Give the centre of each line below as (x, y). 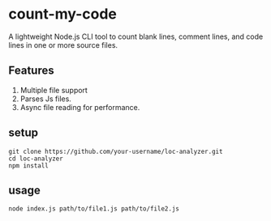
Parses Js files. (45, 99)
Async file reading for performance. (80, 107)
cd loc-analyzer (36, 159)
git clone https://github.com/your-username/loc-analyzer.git (116, 151)
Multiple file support (54, 90)
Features (31, 71)
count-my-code (63, 14)
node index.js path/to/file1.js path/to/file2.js (94, 209)
